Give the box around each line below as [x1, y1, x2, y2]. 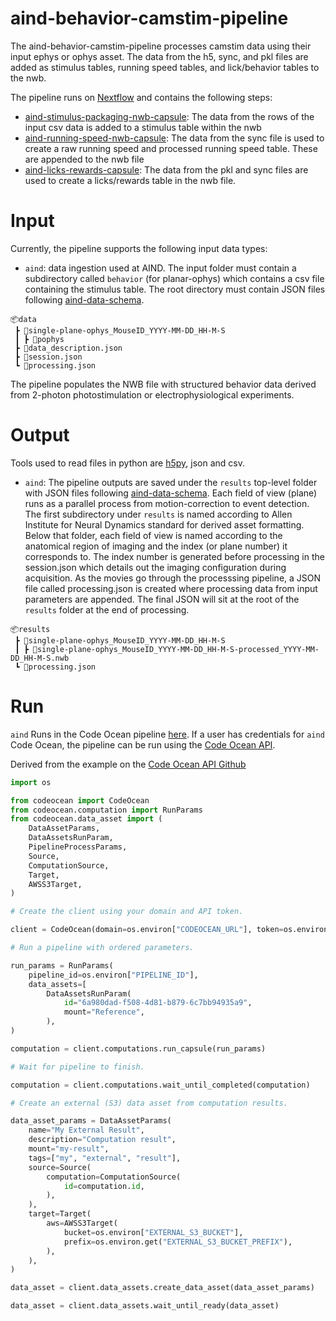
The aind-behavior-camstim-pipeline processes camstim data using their [10, 40, 312, 52]
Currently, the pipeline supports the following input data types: [10, 242, 268, 254]
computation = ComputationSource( [46, 1172, 182, 1182]
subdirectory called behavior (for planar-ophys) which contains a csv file [24, 272, 325, 284]
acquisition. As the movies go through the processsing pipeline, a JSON [24, 572, 322, 584]
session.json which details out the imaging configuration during [24, 561, 287, 573]
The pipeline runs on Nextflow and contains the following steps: [10, 91, 273, 103]
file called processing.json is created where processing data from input [24, 582, 318, 594]
